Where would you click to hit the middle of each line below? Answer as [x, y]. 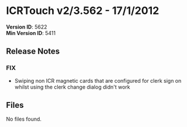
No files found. [24, 119]
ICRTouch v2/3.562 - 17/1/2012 [83, 11]
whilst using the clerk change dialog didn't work [72, 87]
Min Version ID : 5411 [31, 33]
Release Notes [33, 52]
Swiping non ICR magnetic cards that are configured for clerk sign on [98, 80]
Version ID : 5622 [27, 27]
